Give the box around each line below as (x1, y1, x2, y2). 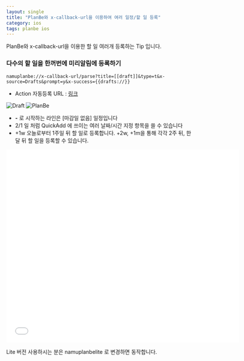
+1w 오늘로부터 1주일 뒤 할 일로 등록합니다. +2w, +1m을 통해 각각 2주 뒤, (14, 129, 185, 136)
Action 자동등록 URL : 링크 (14, 89, 78, 97)
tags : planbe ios (6, 25, 50, 32)
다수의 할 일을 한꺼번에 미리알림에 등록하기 (6, 59, 121, 68)
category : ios (6, 20, 42, 26)
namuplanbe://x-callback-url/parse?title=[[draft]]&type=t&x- (6, 73, 165, 79)
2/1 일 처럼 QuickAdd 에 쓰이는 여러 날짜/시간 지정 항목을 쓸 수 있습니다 (14, 121, 183, 129)
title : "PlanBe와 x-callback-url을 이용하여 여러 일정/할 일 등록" (6, 14, 161, 20)
